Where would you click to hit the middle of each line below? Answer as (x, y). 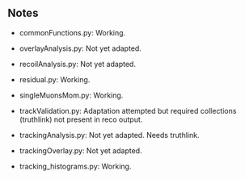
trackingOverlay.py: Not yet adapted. (80, 150)
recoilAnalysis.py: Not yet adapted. (78, 64)
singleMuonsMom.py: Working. (71, 95)
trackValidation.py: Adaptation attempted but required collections (128, 110)
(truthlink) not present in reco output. (81, 119)
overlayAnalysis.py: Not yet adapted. (80, 48)
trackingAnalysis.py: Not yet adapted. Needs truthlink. (109, 135)
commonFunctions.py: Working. (72, 32)
